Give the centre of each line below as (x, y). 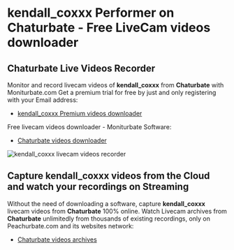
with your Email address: (43, 100)
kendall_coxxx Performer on (91, 13)
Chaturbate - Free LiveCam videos (109, 28)
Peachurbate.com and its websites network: (71, 226)
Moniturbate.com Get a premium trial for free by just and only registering (112, 93)
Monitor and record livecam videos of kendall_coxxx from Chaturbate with (116, 85)
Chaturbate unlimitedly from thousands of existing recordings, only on (109, 219)
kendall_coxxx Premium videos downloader (80, 113)
